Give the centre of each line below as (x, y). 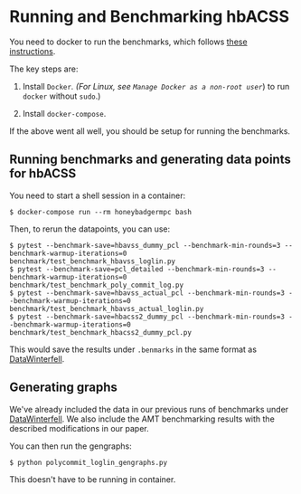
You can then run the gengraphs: (71, 446)
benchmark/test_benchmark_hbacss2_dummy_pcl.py (101, 332)
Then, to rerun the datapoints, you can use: (90, 229)
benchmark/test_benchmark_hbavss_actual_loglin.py (107, 309)
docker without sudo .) (61, 96)
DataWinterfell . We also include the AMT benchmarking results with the (142, 419)
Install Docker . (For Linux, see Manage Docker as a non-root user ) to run (156, 86)
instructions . (33, 51)
